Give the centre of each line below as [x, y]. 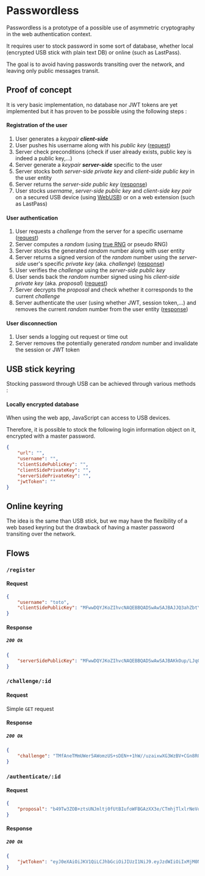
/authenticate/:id [34, 776]
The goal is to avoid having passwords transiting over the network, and [95, 64]
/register [21, 570]
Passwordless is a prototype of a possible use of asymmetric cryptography [101, 28]
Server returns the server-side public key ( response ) [81, 184]
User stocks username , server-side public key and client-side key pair [103, 191]
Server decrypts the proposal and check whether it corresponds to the [104, 290]
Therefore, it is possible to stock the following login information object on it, [101, 430]
